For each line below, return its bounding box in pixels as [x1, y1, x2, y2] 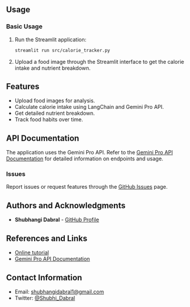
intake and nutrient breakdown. [14, 64, 91, 72]
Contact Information [6, 272, 83, 283]
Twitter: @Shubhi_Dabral [14, 294, 76, 301]
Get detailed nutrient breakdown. [14, 109, 96, 117]
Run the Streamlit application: [14, 35, 87, 43]
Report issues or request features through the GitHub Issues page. [6, 183, 168, 190]
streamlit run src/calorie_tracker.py [14, 47, 110, 53]
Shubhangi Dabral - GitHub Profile [14, 216, 99, 224]
